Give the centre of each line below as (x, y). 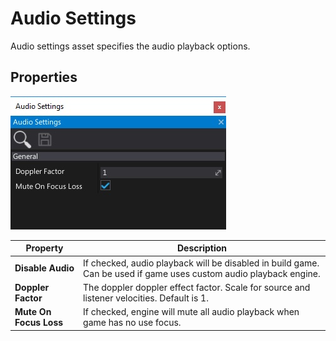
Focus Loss (39, 322)
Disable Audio (44, 268)
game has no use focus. (132, 322)
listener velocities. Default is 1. (146, 298)
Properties (44, 77)
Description (202, 248)
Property (44, 248)
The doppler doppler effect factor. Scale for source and (197, 287)
